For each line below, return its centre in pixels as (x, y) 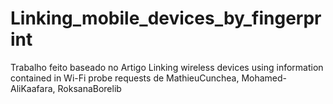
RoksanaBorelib (89, 88)
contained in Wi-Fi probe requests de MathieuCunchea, (125, 78)
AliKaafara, (33, 88)
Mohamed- (264, 78)
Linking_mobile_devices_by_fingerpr (166, 18)
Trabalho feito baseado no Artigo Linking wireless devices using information (167, 67)
